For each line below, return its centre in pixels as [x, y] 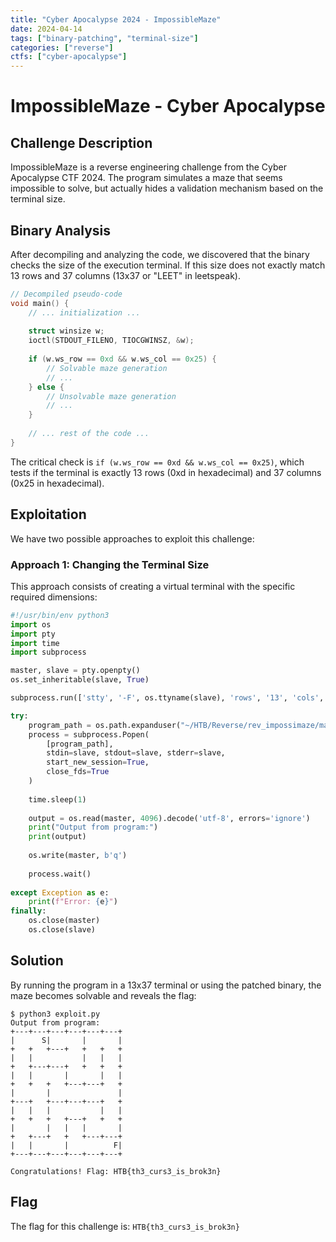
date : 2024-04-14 [46, 29]
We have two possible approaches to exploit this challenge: [132, 538]
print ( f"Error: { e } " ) [73, 902]
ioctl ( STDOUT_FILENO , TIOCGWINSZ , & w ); [111, 341]
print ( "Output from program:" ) [93, 827]
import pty [33, 634]
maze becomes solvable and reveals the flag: [103, 995]
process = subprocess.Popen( [89, 734]
